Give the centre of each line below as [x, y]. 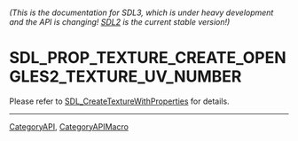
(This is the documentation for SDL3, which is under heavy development [141, 12]
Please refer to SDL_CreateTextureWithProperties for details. [119, 101]
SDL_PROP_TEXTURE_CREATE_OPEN [148, 57]
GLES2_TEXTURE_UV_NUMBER [125, 76]
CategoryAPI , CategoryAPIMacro [69, 126]
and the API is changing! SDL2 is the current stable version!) [120, 21]
